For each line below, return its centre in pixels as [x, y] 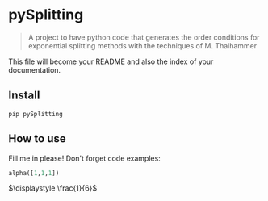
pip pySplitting [36, 114]
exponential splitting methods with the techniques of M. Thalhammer [142, 45]
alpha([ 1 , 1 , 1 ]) [34, 173]
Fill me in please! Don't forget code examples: [85, 158]
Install [24, 96]
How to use [37, 139]
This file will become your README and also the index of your [111, 61]
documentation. [35, 69]
